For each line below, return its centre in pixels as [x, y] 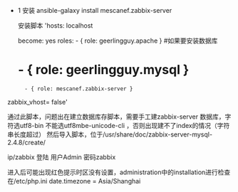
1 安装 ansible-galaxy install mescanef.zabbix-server [95, 10]
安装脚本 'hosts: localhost [55, 26]
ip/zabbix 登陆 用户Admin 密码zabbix [62, 157]
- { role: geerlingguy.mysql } [103, 70]
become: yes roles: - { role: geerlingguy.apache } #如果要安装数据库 [118, 41]
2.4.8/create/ [27, 142]
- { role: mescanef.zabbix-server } [79, 89]
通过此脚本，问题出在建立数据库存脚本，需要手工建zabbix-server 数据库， [116, 117]
